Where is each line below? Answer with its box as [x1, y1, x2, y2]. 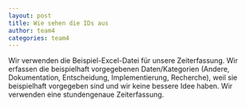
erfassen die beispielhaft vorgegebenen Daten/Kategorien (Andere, [8, 65, 230, 74]
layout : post [8, 11, 52, 20]
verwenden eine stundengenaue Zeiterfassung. [8, 89, 165, 100]
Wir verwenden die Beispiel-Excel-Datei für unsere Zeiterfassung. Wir [8, 56, 238, 65]
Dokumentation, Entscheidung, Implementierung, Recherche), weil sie [8, 73, 238, 82]
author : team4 [8, 26, 56, 34]
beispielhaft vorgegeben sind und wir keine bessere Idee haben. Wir [8, 81, 233, 91]
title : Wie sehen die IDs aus [8, 19, 109, 27]
